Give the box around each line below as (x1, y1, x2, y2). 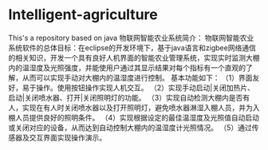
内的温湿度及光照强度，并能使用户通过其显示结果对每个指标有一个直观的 (8, 62, 246, 73)
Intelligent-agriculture (8, 6, 158, 24)
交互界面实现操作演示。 (29, 132, 106, 142)
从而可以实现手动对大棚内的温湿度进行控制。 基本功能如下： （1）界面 (22, 73, 253, 82)
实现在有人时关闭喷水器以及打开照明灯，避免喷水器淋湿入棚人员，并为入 (22, 102, 260, 112)
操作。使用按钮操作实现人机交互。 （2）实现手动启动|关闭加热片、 (35, 82, 255, 93)
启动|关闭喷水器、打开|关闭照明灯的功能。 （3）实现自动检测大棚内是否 (8, 93, 243, 102)
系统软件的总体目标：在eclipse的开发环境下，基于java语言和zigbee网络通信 (8, 42, 257, 53)
